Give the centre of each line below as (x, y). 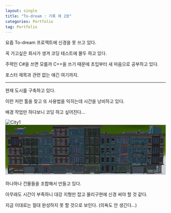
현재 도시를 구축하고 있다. (31, 90)
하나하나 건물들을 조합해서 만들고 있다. (43, 184)
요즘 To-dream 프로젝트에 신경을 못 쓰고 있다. (51, 43)
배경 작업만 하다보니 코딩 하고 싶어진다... (45, 112)
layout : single (21, 11)
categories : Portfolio (29, 21)
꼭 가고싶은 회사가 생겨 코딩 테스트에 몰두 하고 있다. (56, 53)
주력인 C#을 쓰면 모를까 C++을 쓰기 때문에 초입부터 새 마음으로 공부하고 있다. (82, 64)
